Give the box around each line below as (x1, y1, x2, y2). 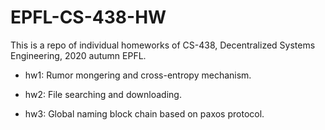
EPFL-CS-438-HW (10, 6, 167, 29)
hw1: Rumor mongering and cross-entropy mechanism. (24, 69, 252, 81)
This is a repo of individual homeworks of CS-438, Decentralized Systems (10, 39, 316, 51)
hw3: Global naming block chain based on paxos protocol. (24, 107, 265, 120)
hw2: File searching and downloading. (24, 88, 182, 100)
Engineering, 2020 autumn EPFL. (10, 49, 147, 61)
